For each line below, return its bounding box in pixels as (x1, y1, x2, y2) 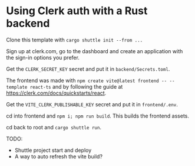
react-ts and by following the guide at (29, 83, 123, 90)
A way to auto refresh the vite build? (14, 152, 103, 160)
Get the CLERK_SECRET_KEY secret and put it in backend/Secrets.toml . (6, 65, 170, 72)
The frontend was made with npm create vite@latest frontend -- (6, 77, 167, 84)
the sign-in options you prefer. (6, 54, 80, 61)
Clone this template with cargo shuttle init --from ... (6, 36, 143, 43)
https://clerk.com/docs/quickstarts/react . (6, 89, 107, 96)
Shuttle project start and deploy (14, 147, 92, 154)
